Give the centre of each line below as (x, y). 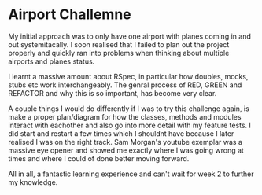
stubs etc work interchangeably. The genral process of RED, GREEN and (125, 85)
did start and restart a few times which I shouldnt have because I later (121, 133)
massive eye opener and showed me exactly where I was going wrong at (126, 150)
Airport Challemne (70, 15)
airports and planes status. (52, 61)
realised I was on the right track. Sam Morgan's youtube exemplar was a (125, 142)
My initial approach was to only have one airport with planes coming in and (130, 36)
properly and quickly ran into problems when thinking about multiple (119, 53)
